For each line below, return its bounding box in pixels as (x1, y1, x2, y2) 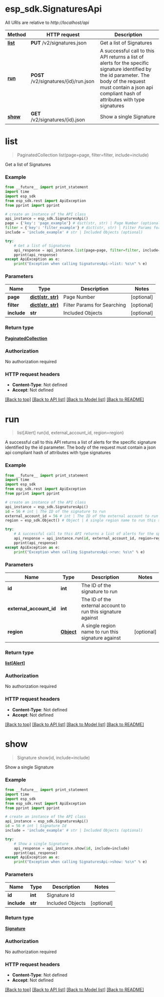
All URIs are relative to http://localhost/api (5, 20, 89, 25)
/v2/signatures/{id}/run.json (31, 78, 95, 84)
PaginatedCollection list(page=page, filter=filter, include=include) (17, 152, 149, 158)
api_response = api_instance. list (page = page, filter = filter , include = (14, 248, 161, 252)
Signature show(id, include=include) (17, 754, 90, 760)
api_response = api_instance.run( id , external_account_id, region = (14, 536, 154, 541)
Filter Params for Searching (63, 302, 126, 309)
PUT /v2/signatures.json (31, 39, 87, 46)
